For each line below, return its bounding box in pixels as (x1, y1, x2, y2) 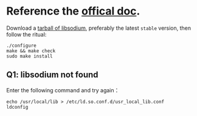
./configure (6, 43, 36, 49)
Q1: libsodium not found (6, 70, 98, 80)
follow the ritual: (6, 30, 47, 38)
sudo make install (6, 53, 53, 59)
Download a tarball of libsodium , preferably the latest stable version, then (6, 24, 192, 32)
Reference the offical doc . (6, 4, 140, 18)
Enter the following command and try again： (6, 86, 120, 94)
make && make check (6, 47, 56, 54)
